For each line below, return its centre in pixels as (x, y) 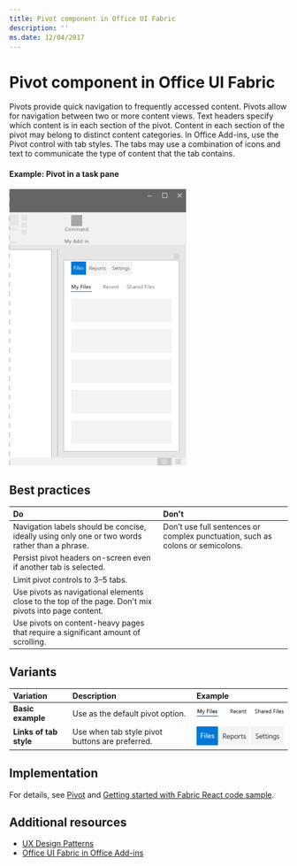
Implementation (54, 774)
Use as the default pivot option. (129, 713)
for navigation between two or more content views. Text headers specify (141, 116)
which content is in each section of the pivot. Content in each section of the (147, 126)
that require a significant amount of (77, 632)
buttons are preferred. (112, 741)
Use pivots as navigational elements (78, 592)
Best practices (50, 490)
